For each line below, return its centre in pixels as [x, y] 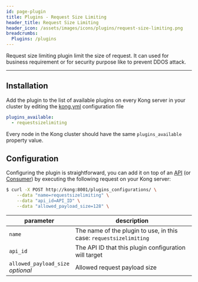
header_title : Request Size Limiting [52, 22]
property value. [25, 140]
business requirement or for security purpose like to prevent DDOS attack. [96, 62]
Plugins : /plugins [34, 39]
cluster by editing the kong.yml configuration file [65, 106]
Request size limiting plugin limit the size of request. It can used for [88, 56]
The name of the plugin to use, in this [126, 230]
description [132, 220]
